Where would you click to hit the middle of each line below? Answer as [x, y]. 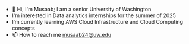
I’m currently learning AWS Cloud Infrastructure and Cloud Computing [97, 22]
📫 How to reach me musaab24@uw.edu [62, 35]
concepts [23, 28]
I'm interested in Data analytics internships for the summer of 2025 [94, 15]
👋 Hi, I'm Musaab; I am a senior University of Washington [81, 9]
